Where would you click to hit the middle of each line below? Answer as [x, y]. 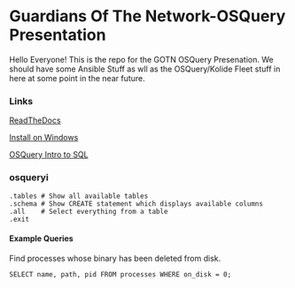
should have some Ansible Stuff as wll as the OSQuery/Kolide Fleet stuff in [145, 69]
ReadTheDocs [35, 120]
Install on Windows [44, 138]
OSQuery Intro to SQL [49, 155]
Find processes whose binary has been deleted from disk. [115, 258]
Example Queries [41, 239]
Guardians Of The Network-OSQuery [147, 16]
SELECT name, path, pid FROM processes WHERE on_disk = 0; [120, 274]
